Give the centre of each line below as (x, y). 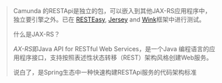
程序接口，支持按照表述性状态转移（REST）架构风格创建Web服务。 (116, 57)
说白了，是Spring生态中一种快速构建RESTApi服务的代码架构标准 (105, 72)
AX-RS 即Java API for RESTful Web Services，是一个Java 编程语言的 (111, 49)
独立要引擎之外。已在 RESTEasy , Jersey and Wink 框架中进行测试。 (109, 19)
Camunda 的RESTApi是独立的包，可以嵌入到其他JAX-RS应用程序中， (112, 11)
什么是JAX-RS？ (37, 34)
